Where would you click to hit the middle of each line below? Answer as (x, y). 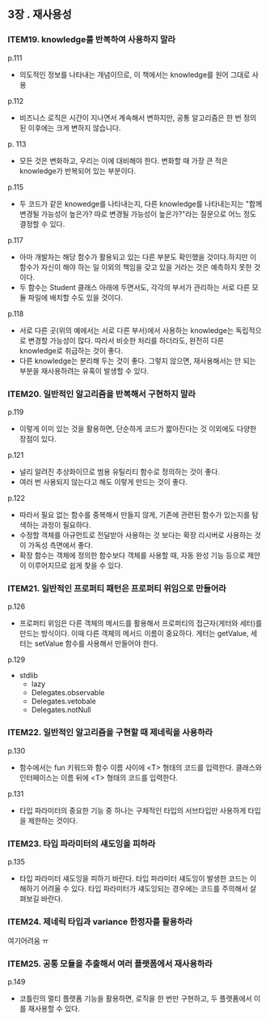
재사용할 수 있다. (54, 1009)
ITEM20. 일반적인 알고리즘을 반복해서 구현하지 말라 (101, 394)
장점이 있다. (38, 438)
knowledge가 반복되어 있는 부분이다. (78, 171)
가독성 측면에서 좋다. (61, 545)
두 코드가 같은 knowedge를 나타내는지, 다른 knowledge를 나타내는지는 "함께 (141, 203)
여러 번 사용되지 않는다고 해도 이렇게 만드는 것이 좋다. (103, 481)
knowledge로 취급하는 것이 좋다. (71, 350)
